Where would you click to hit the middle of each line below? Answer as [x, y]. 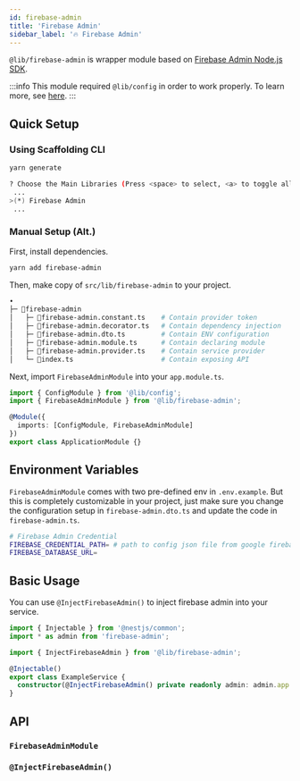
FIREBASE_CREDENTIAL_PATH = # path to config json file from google [137, 545]
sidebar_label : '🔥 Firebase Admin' [76, 34]
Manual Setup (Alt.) [53, 231]
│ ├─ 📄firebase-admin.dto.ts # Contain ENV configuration [139, 335]
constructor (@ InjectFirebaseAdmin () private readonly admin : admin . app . [155, 685]
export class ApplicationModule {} [75, 442]
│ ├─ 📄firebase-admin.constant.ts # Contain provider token [133, 318]
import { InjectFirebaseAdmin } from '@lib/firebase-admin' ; [125, 652]
